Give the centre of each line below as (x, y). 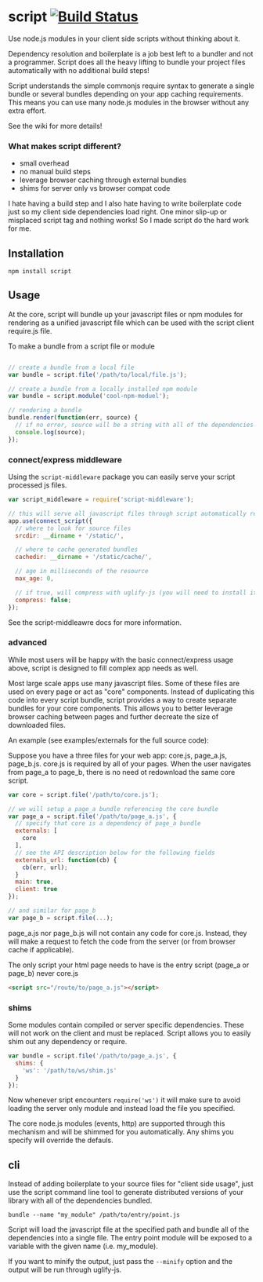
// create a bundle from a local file (71, 367)
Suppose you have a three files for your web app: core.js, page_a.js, (118, 755)
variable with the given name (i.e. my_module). (83, 1246)
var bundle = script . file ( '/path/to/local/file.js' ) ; (98, 374)
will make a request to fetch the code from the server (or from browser (122, 941)
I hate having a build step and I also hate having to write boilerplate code (125, 203)
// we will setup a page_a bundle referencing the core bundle (113, 809)
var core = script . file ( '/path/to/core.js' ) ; (83, 794)
